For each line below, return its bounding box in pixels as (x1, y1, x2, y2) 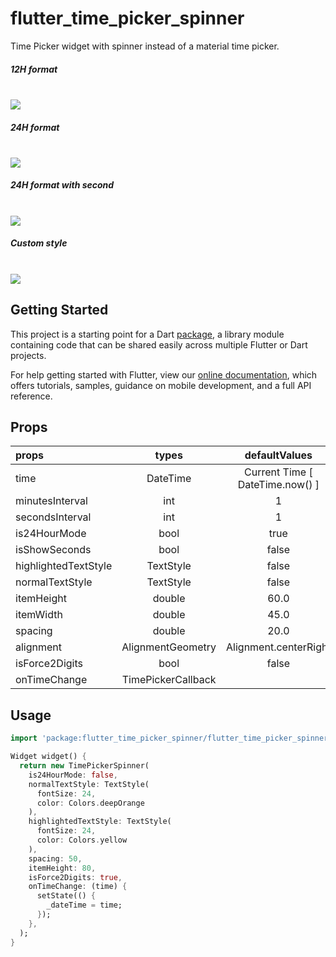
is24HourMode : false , (28, 770, 118, 780)
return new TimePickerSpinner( (19, 761, 150, 771)
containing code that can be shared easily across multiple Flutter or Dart (10, 338, 308, 351)
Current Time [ (244, 465, 313, 479)
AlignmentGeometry (121, 640, 217, 654)
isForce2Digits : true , (28, 872, 123, 882)
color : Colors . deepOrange (36, 798, 145, 808)
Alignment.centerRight (226, 640, 332, 654)
